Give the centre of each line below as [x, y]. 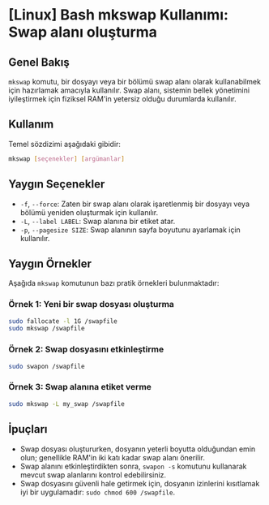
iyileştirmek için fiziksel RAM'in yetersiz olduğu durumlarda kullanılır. [122, 99]
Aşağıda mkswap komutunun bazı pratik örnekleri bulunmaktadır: [114, 283]
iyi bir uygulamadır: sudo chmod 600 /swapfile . [98, 492]
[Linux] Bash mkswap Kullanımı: [119, 15]
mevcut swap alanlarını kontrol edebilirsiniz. [93, 475]
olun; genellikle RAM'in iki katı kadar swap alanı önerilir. [112, 457]
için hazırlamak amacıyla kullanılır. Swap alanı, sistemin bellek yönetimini [129, 90]
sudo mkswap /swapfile [47, 329]
